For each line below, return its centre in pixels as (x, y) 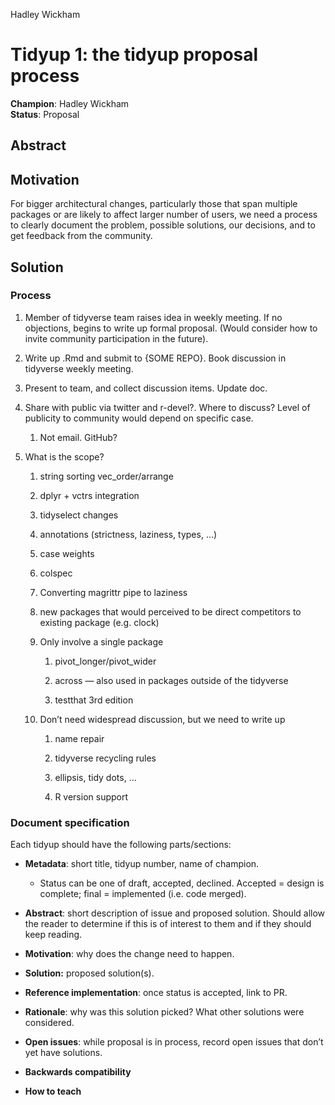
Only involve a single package (101, 641)
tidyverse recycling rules (105, 758)
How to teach (53, 1091)
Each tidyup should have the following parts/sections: (121, 845)
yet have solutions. (63, 1053)
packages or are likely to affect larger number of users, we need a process (164, 215)
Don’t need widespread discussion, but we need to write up (162, 719)
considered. (49, 1023)
